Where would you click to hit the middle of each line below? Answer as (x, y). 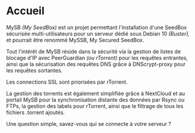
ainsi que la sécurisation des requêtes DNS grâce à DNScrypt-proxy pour (96, 64)
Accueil (25, 11)
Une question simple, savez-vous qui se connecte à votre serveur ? (89, 123)
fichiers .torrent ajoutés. (36, 112)
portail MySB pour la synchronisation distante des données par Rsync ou (95, 100)
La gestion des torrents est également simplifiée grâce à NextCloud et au (96, 93)
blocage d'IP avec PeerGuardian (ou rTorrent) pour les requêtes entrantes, (97, 58)
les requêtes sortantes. (34, 70)
